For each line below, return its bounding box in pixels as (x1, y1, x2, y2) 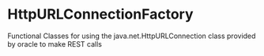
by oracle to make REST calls (7, 39, 102, 48)
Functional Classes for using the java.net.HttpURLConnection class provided (7, 31, 256, 40)
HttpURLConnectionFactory (7, 5, 194, 23)
